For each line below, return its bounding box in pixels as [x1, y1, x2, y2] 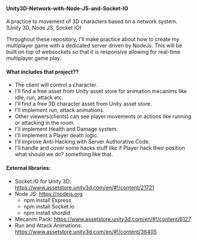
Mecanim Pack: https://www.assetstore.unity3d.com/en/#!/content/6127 [14, 215, 191, 223]
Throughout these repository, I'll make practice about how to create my [6, 36, 180, 43]
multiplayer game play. [6, 55, 62, 62]
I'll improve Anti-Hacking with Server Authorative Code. [14, 138, 150, 145]
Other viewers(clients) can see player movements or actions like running [14, 113, 192, 120]
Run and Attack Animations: [14, 221, 83, 229]
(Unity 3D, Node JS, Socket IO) [6, 24, 82, 31]
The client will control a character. [14, 81, 98, 88]
